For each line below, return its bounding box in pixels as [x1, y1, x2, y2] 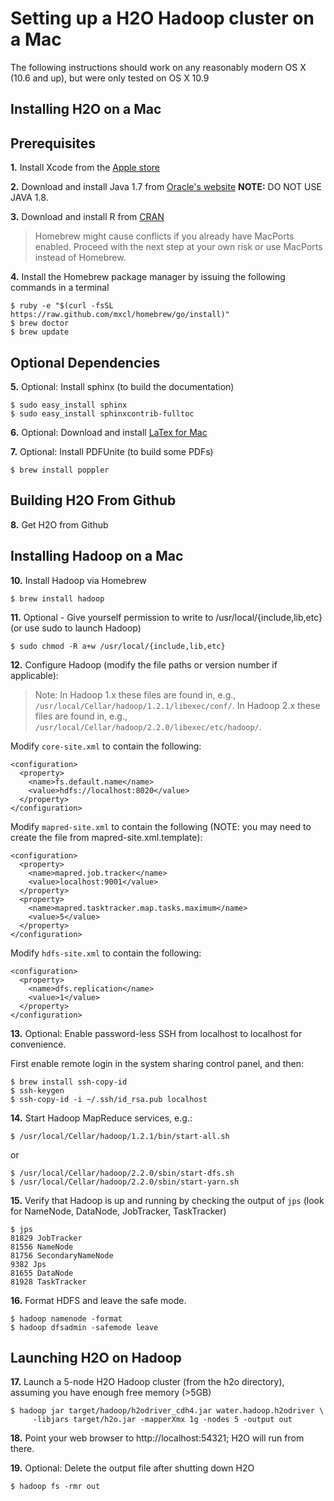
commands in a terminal [10, 282, 110, 294]
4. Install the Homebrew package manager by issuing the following [10, 271, 286, 283]
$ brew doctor [10, 318, 70, 329]
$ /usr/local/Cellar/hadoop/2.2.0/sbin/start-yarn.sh [10, 1177, 240, 1187]
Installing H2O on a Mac [10, 101, 162, 118]
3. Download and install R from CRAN [10, 211, 165, 223]
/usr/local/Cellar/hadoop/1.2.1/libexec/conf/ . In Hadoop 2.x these [34, 699, 321, 711]
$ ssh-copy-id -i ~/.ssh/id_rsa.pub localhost [10, 1094, 208, 1104]
